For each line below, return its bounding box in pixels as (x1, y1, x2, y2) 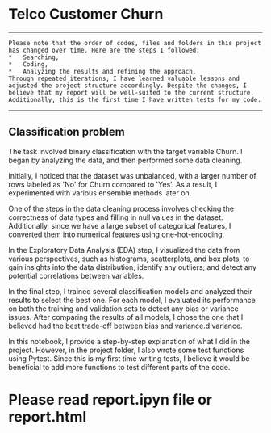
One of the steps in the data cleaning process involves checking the (8, 204, 235, 213)
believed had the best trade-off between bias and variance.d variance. (8, 321, 244, 330)
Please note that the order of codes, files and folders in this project (8, 39, 262, 47)
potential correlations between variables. (8, 271, 144, 280)
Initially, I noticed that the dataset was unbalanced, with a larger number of (8, 170, 256, 180)
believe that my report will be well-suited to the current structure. (8, 88, 254, 97)
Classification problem (8, 125, 125, 139)
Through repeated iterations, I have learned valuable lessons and (8, 74, 240, 82)
